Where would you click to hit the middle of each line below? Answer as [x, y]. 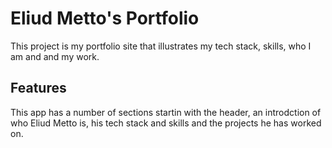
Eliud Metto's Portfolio [105, 18]
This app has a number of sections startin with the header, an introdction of [166, 112]
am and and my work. [55, 56]
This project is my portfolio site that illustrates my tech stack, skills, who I [161, 46]
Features [38, 88]
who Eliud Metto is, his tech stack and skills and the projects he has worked [166, 123]
